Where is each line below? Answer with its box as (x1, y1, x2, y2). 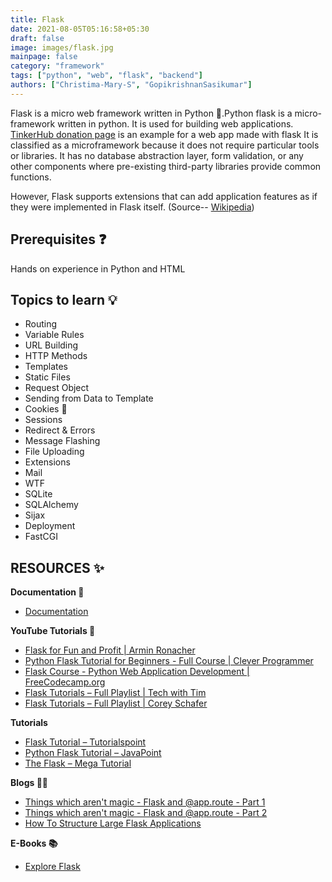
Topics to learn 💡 (10, 291, 118, 308)
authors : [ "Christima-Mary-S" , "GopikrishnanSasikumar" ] (10, 80, 253, 90)
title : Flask (10, 14, 65, 25)
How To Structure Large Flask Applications (24, 817, 202, 830)
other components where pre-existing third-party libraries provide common (10, 160, 322, 172)
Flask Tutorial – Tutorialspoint (24, 736, 147, 748)
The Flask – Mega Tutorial (24, 757, 132, 770)
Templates (24, 361, 68, 373)
